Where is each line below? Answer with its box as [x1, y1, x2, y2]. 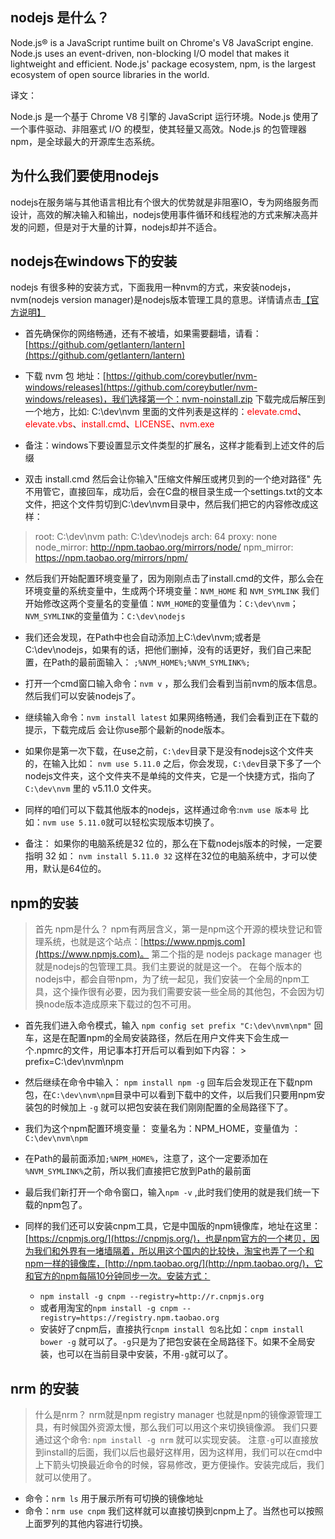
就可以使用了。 [34, 1471, 97, 1483]
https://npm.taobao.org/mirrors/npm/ [34, 552, 188, 564]
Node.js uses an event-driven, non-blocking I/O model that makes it [10, 47, 290, 59]
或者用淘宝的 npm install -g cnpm [39, 1302, 178, 1314]
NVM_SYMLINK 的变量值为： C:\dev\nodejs [24, 610, 186, 622]
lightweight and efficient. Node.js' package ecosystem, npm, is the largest [10, 58, 317, 70]
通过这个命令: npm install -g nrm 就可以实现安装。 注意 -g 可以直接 [34, 1434, 310, 1446]
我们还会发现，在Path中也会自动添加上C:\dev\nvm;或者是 [24, 631, 262, 643]
